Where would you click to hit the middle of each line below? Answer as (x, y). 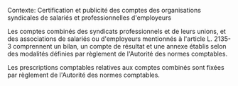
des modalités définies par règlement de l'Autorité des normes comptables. (118, 54)
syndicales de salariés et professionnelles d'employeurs (90, 18)
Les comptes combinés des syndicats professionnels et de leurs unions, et (117, 31)
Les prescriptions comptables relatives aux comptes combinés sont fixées (116, 67)
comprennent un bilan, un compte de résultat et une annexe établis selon (120, 46)
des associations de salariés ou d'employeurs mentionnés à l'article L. (110, 39)
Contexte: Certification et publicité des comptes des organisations (104, 10)
